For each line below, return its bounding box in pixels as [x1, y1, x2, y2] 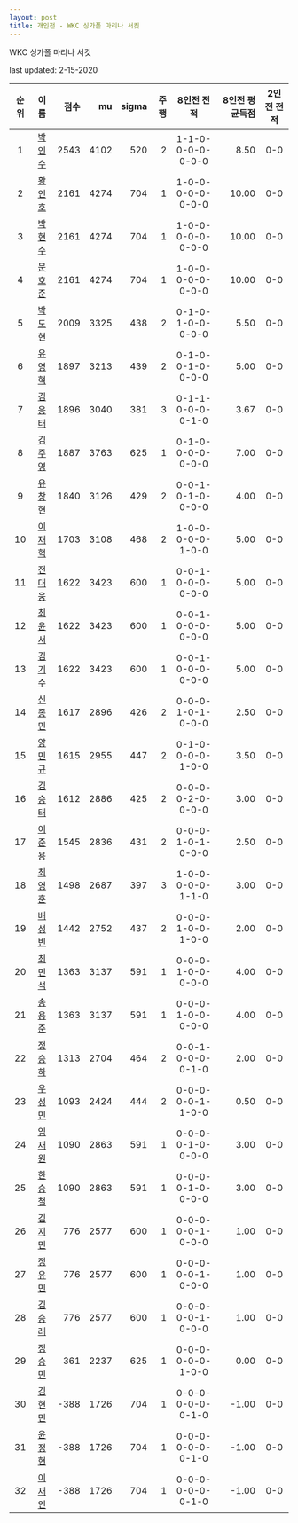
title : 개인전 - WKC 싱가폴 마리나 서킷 [9, 21, 140, 30]
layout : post [9, 12, 58, 22]
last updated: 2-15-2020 [9, 64, 98, 75]
